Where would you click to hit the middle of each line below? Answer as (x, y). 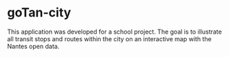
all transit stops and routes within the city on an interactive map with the (109, 38)
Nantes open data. (33, 46)
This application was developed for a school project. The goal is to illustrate (114, 32)
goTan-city (39, 13)
